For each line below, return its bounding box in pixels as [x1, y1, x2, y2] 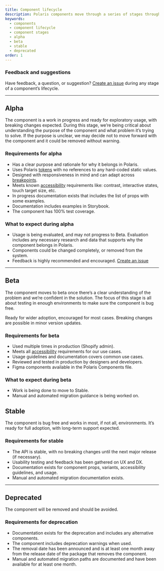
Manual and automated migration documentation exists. [12, 474, 124, 481]
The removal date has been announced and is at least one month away [12, 545, 155, 551]
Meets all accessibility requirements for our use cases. [12, 349, 122, 355]
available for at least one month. [12, 561, 77, 567]
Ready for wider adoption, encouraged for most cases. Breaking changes [5, 314, 153, 320]
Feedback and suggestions [5, 69, 71, 76]
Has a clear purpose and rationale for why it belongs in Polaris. [12, 161, 139, 167]
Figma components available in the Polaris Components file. [12, 364, 133, 370]
